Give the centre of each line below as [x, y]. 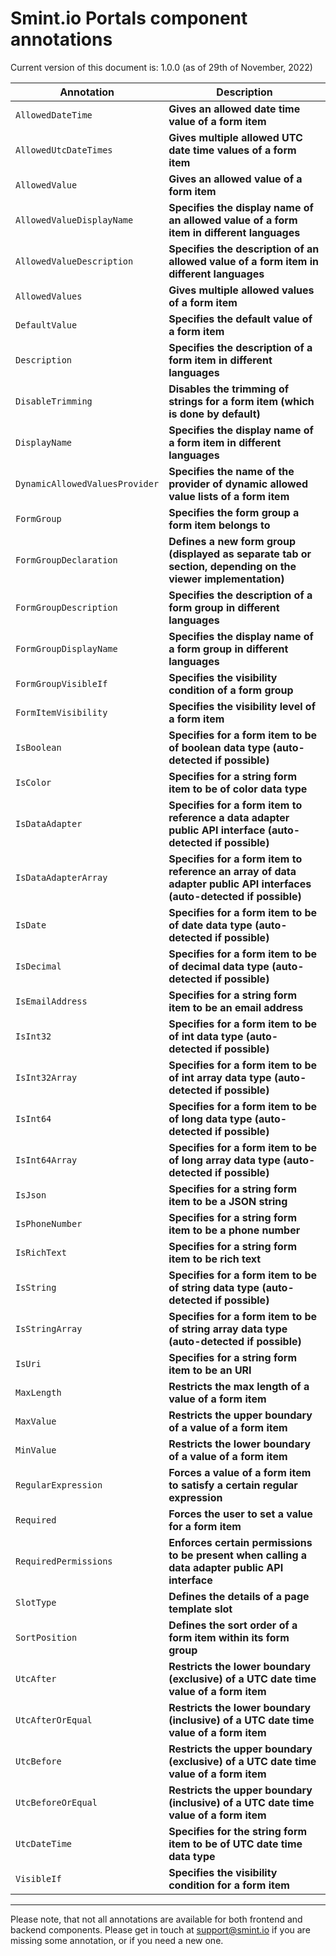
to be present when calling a [238, 1555]
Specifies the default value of [240, 319]
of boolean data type [219, 747]
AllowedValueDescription [74, 261]
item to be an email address [236, 1007]
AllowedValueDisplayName [74, 220]
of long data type [210, 1119]
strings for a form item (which [241, 401]
